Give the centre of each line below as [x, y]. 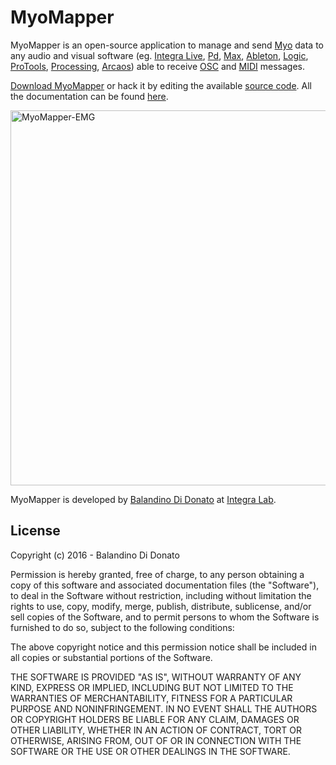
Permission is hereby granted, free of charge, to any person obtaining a [157, 574]
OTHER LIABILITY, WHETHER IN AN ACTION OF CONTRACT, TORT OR [156, 730]
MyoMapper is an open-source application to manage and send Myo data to [167, 45]
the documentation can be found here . [89, 96]
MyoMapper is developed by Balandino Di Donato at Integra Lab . [143, 499]
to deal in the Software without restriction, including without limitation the [161, 595]
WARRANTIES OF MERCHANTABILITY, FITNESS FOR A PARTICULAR [151, 698]
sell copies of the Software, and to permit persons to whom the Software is [165, 617]
